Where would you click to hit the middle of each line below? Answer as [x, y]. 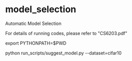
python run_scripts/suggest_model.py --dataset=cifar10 [63, 53]
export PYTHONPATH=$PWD [36, 43]
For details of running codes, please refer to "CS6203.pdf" [66, 33]
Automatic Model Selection [33, 23]
